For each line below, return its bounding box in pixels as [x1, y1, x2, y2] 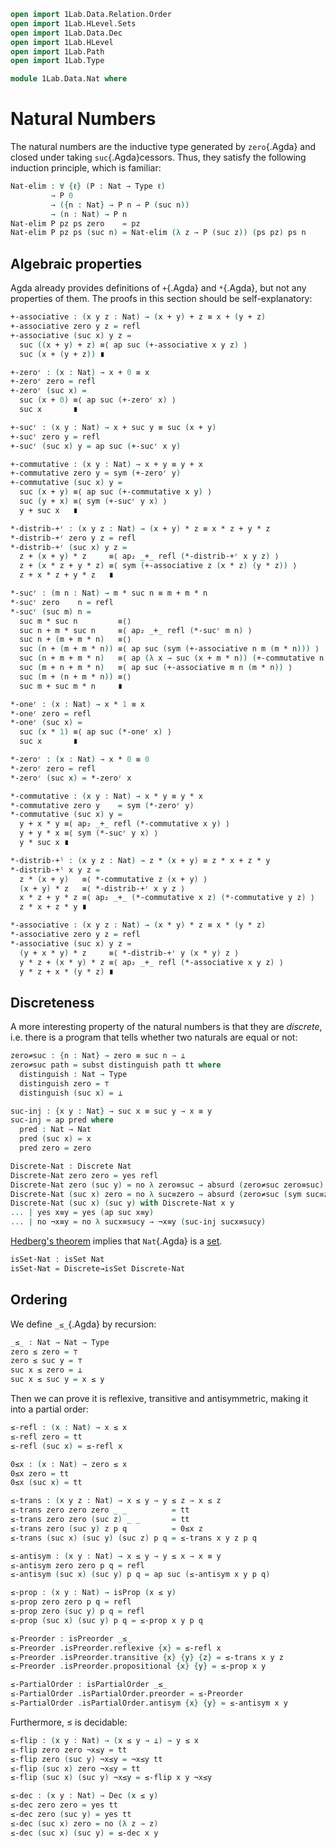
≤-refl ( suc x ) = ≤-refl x [10, 1441, 123, 1451]
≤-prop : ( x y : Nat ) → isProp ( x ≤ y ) [10, 1588, 177, 1598]
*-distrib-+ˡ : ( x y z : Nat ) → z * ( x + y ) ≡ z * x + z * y [10, 855, 271, 865]
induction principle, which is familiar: [10, 162, 162, 174]
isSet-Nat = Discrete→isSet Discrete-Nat [10, 1263, 186, 1274]
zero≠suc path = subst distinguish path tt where [10, 1060, 222, 1070]
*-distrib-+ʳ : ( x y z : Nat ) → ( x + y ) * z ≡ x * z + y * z [10, 523, 271, 534]
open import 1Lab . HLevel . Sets [10, 18, 137, 29]
